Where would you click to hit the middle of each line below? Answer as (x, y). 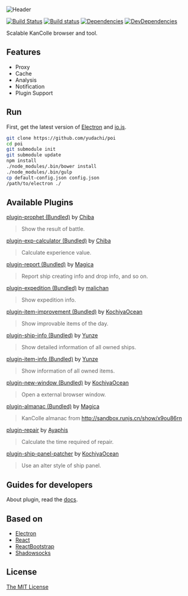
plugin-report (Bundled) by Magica (50, 264)
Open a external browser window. (63, 394)
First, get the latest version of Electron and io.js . (67, 127)
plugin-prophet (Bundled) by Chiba (50, 217)
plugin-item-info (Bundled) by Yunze (52, 359)
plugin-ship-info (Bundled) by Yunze (52, 335)
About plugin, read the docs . (42, 500)
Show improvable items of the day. (65, 324)
